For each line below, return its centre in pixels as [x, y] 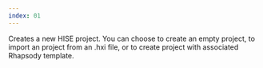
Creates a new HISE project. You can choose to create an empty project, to [132, 38]
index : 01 [25, 16]
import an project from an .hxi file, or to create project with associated [124, 47]
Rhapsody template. [41, 55]
